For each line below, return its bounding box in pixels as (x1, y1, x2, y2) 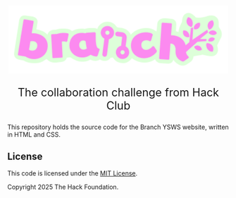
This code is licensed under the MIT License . (7, 169, 138, 178)
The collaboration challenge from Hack (17, 85, 220, 99)
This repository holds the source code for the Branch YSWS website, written (7, 123, 229, 131)
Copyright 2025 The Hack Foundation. (7, 182, 119, 192)
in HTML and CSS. (7, 130, 61, 139)
